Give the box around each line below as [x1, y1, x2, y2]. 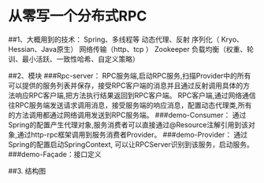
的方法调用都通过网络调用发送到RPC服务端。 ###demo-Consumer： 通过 [8, 110, 247, 119]
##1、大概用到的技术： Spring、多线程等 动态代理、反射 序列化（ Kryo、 [8, 35, 244, 44]
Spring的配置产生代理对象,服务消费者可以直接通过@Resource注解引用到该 [8, 119, 248, 130]
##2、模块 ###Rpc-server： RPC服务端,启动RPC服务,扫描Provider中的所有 [8, 71, 251, 80]
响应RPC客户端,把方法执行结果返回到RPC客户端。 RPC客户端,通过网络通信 [14, 90, 256, 100]
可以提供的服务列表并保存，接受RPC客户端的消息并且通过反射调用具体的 [8, 80, 244, 90]
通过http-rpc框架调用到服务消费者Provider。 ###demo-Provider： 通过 [17, 130, 248, 139]
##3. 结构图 [8, 166, 46, 175]
